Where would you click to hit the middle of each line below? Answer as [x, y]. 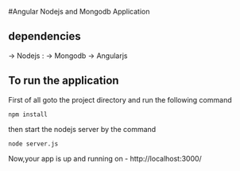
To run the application [64, 81]
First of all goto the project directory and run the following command [120, 99]
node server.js [33, 144]
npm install [28, 115]
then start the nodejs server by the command [82, 129]
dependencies [45, 36]
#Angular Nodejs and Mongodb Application [79, 12]
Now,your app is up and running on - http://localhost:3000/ [105, 158]
